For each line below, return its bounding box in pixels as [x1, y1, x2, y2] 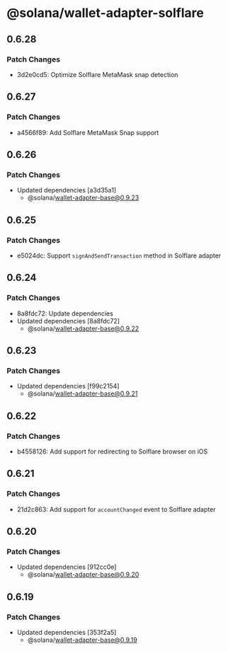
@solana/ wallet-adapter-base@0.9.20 [27, 570, 139, 579]
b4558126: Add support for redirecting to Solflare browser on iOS [16, 447, 208, 456]
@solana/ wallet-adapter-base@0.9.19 [27, 635, 137, 645]
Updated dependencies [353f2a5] [16, 628, 117, 637]
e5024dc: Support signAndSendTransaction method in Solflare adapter [16, 251, 222, 260]
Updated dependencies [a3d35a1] [16, 186, 117, 195]
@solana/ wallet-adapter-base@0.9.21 [27, 389, 138, 398]
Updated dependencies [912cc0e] [16, 563, 117, 571]
